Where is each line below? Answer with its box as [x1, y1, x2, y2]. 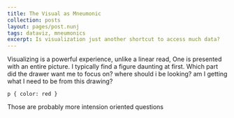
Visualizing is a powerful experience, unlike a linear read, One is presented [7, 55, 222, 63]
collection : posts [7, 17, 61, 24]
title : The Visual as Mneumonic [7, 10, 101, 17]
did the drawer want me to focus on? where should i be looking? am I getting [7, 70, 228, 78]
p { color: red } [7, 91, 58, 98]
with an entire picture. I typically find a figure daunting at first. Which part [7, 62, 219, 71]
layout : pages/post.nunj [7, 23, 80, 30]
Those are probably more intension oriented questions [7, 103, 164, 111]
